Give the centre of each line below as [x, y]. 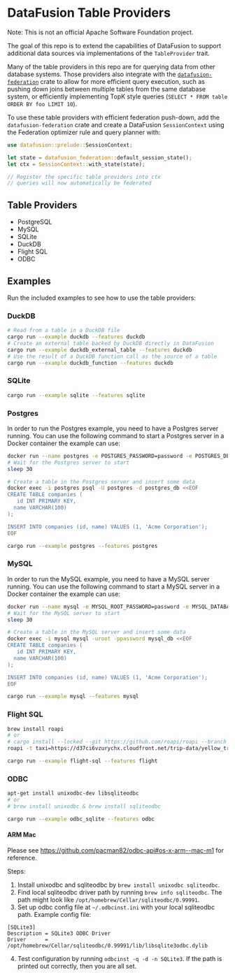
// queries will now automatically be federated [79, 183]
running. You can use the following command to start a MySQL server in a [114, 586]
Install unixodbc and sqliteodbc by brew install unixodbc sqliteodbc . [119, 885]
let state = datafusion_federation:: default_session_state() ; [100, 158]
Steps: [16, 871]
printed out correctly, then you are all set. [77, 966]
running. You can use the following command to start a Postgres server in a [116, 435]
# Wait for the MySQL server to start [64, 613]
